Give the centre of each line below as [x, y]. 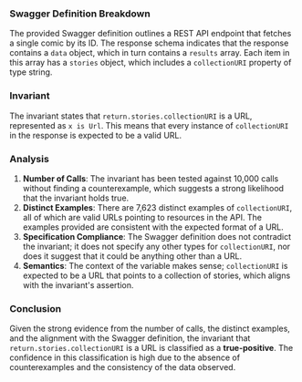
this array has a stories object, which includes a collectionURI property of [151, 63]
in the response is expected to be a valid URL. [96, 135]
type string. [31, 72]
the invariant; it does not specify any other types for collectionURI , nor [156, 246]
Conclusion [36, 308]
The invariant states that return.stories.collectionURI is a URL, [131, 116]
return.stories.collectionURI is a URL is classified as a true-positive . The [151, 348]
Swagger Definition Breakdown [80, 14]
